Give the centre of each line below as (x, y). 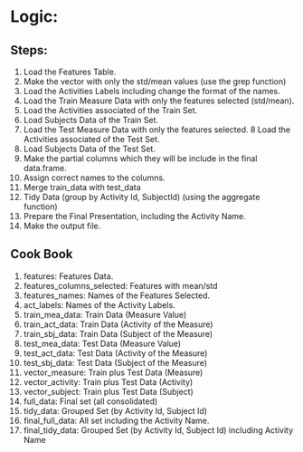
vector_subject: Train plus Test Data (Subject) (108, 391)
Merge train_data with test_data (82, 187)
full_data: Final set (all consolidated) (90, 401)
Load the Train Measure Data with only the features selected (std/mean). (159, 101)
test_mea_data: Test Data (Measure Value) (102, 343)
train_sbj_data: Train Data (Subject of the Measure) (118, 333)
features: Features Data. (68, 276)
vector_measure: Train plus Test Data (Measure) (113, 372)
